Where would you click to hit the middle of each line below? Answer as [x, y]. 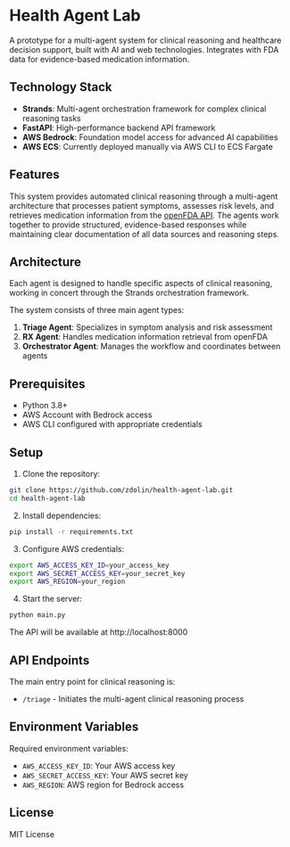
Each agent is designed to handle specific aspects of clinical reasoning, [141, 284]
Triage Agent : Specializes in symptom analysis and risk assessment [147, 327]
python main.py [37, 615]
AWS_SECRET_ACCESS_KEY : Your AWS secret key [105, 775]
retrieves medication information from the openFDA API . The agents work [144, 215]
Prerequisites [47, 384]
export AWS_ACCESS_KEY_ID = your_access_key [89, 565]
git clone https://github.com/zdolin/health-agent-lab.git [121, 490]
